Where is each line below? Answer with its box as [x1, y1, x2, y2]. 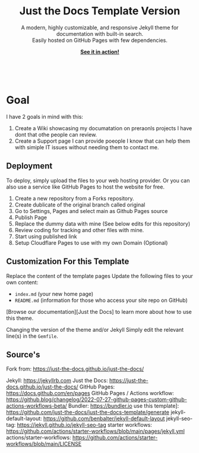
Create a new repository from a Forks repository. [14, 195, 134, 202]
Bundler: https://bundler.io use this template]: [68, 402, 179, 409]
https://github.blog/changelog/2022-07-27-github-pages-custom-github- [6, 396, 187, 403]
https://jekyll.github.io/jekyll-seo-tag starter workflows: [17, 421, 153, 429]
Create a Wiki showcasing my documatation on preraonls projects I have [14, 124, 192, 132]
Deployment [6, 161, 53, 171]
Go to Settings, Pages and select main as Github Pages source [14, 207, 168, 214]
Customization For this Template [6, 257, 129, 267]
